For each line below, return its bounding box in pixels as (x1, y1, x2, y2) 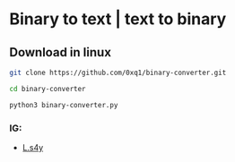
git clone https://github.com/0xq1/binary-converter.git (9, 68, 227, 77)
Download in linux (9, 45, 112, 60)
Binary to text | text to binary (9, 9, 227, 30)
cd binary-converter (9, 84, 87, 93)
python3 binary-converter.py (9, 100, 118, 109)
